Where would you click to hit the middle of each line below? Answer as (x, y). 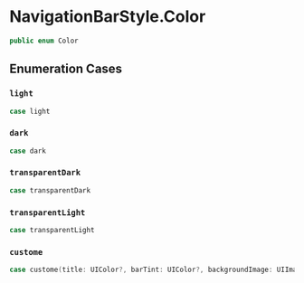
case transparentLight (52, 231)
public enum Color (44, 41)
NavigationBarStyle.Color (108, 17)
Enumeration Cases (66, 69)
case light (30, 111)
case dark (28, 151)
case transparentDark (50, 190)
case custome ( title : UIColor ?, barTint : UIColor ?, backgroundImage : (141, 270)
